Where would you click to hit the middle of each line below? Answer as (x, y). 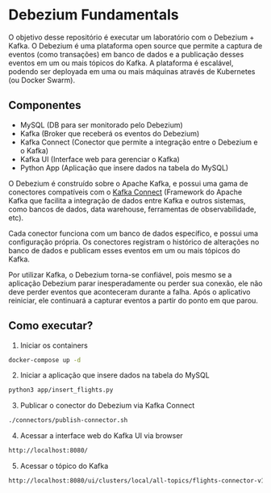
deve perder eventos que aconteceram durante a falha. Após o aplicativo (129, 291)
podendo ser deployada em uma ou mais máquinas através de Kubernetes (132, 71)
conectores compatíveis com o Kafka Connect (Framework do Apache (125, 192)
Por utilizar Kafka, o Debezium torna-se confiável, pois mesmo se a (120, 274)
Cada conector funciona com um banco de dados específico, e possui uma (133, 233)
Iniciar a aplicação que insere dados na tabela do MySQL (115, 375)
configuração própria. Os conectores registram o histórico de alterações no (134, 242)
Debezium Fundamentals (94, 15)
